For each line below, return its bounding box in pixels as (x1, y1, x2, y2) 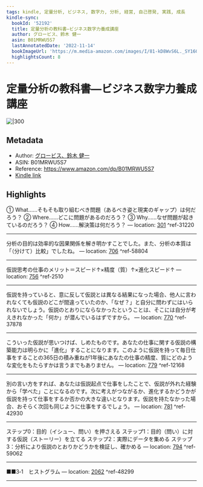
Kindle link (14, 172, 41, 179)
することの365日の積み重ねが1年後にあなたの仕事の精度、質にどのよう (16, 354, 193, 361)
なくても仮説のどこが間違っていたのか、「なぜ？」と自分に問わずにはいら (11, 298, 193, 306)
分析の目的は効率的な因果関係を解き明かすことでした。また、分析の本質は (6, 240, 192, 247)
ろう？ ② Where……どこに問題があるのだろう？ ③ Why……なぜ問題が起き (6, 213, 194, 221)
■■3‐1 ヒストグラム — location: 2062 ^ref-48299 (6, 468, 134, 475)
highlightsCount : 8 (11, 54, 61, 60)
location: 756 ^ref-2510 (6, 273, 64, 280)
